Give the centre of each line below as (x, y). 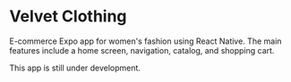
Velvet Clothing (68, 16)
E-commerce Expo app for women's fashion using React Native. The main (145, 41)
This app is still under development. (75, 68)
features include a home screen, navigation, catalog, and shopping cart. (142, 50)
